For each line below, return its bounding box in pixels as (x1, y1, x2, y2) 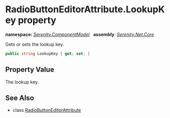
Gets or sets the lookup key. (5, 41, 64, 47)
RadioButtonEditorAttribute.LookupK (5, 4, 165, 15)
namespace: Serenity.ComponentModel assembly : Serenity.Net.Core (5, 31, 154, 37)
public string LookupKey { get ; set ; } (5, 51, 90, 56)
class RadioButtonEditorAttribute (12, 107, 81, 113)
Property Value (5, 65, 55, 74)
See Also (5, 93, 34, 103)
